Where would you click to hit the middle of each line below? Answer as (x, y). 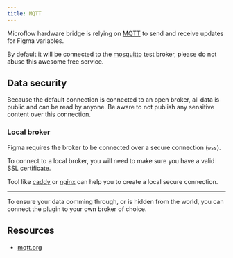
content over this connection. (49, 114)
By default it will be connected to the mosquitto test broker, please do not (112, 54)
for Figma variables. (36, 40)
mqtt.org (29, 247)
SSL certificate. (29, 168)
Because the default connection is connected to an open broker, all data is (113, 100)
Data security (37, 83)
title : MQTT (24, 13)
